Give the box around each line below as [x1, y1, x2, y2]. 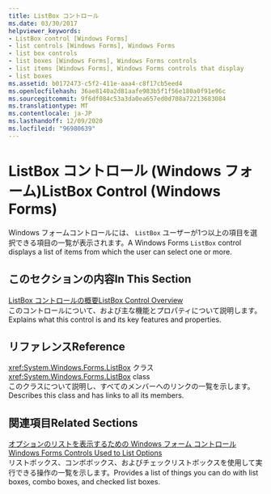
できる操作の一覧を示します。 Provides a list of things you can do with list [15, 468, 259, 478]
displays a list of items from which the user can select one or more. [8, 247, 232, 256]
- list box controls [8, 49, 78, 57]
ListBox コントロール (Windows [8, 162, 222, 180]
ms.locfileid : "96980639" [8, 125, 95, 133]
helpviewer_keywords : [8, 27, 82, 35]
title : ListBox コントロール [8, 11, 100, 20]
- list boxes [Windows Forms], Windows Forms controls [8, 57, 197, 65]
